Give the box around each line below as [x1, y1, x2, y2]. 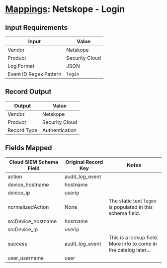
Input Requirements [5, 23, 68, 32]
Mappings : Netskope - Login [5, 3, 125, 15]
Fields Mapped [5, 144, 52, 152]
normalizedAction [7, 203, 49, 210]
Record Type [7, 127, 38, 134]
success [7, 240, 27, 247]
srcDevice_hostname [7, 218, 57, 225]
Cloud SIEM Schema [9, 158, 59, 165]
